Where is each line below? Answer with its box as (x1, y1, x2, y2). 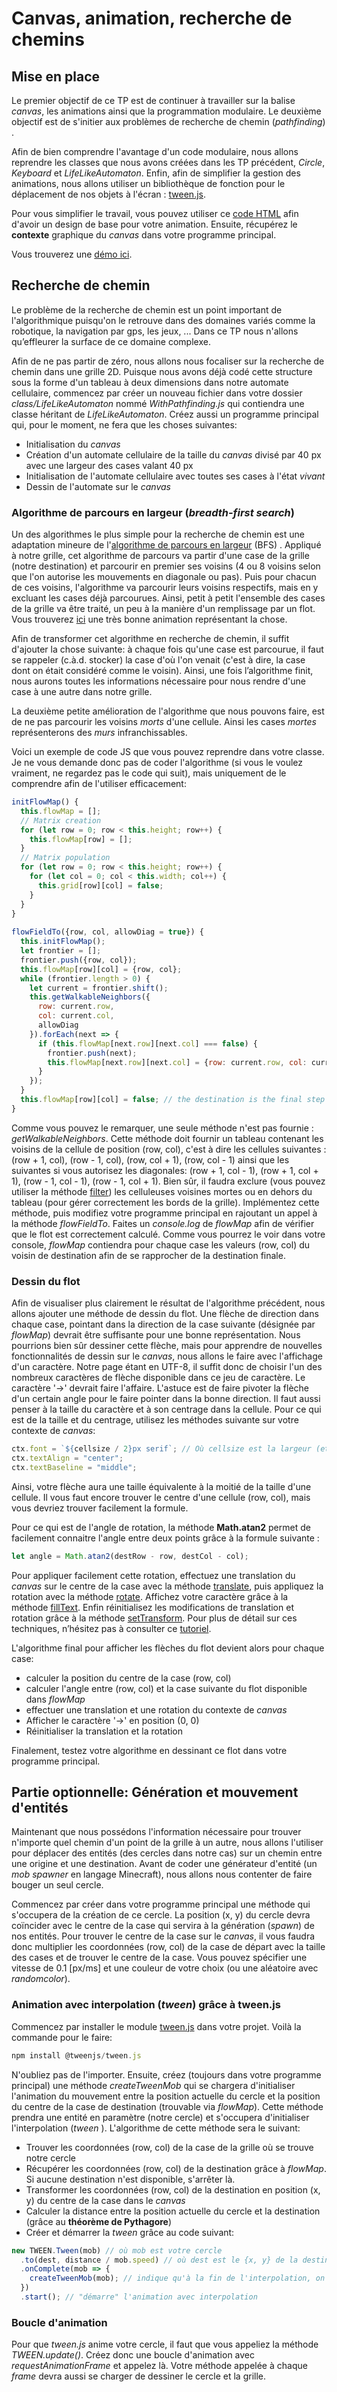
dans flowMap (25, 1693, 86, 1705)
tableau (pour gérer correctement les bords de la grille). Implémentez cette (11, 1196, 320, 1208)
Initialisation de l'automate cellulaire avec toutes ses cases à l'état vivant (25, 470, 326, 482)
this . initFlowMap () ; (20, 937, 106, 947)
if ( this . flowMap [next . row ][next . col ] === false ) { (37, 1038, 258, 1049)
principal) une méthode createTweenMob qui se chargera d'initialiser (11, 2079, 296, 2091)
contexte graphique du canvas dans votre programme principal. (11, 229, 277, 241)
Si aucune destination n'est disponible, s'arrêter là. (25, 2173, 236, 2185)
